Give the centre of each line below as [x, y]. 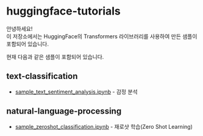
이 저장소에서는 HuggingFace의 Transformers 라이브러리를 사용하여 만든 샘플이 [102, 36]
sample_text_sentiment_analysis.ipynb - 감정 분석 [77, 92]
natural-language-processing [64, 111]
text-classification [42, 76]
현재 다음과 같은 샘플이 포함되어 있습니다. [55, 56]
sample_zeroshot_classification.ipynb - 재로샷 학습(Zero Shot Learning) [104, 126]
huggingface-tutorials [63, 11]
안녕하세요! [20, 29]
